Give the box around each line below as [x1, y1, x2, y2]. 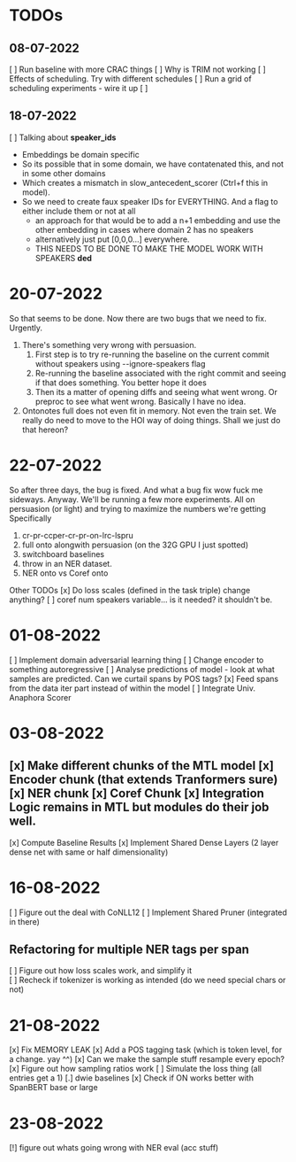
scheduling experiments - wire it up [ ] [9, 83, 148, 93]
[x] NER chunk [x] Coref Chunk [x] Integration [9, 786, 265, 802]
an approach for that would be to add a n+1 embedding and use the [34, 214, 281, 226]
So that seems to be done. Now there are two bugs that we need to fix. [9, 313, 267, 323]
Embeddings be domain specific [21, 149, 140, 159]
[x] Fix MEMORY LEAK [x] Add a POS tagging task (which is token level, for [9, 1044, 283, 1055]
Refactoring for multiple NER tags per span [9, 941, 250, 957]
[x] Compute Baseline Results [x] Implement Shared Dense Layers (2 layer [9, 837, 279, 848]
